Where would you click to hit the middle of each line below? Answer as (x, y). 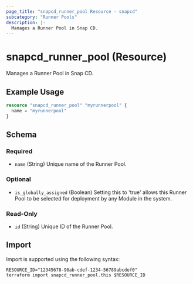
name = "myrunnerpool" (39, 111)
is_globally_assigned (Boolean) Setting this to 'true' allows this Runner (101, 192)
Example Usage (35, 92)
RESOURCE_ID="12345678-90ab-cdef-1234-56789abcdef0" (72, 270)
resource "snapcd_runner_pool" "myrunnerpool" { (67, 105)
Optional (18, 179)
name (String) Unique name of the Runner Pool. (71, 164)
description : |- (26, 22)
